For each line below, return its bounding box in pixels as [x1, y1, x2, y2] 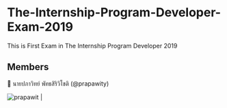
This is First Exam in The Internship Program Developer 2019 [7, 41, 178, 50]
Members [7, 61, 49, 73]
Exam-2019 [7, 19, 74, 35]
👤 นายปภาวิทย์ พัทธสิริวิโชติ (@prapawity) [7, 79, 109, 88]
